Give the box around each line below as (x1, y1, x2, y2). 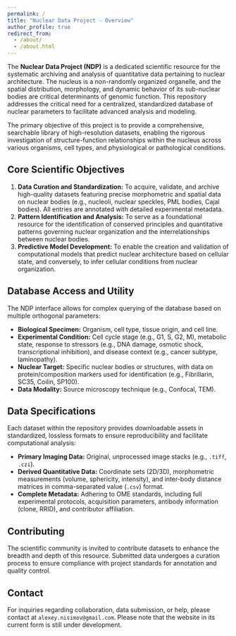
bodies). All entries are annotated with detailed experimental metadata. (17, 205, 224, 213)
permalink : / (7, 10, 46, 18)
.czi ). (17, 460, 35, 468)
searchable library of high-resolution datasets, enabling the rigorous (7, 128, 206, 137)
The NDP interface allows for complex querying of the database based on (7, 304, 221, 312)
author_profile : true (7, 23, 71, 30)
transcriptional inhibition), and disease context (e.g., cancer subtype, (17, 347, 218, 356)
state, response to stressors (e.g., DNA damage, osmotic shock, (17, 339, 204, 349)
